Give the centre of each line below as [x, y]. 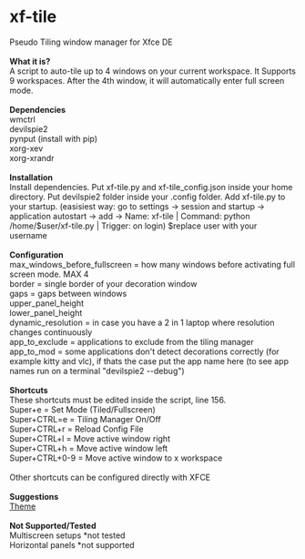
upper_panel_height [47, 303]
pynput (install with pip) [54, 138]
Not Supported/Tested [53, 525]
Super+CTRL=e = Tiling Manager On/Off [85, 419]
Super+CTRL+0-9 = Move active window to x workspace [116, 458]
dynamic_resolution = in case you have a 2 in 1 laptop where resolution [142, 322]
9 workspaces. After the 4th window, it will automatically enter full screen [147, 80]
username [28, 235]
